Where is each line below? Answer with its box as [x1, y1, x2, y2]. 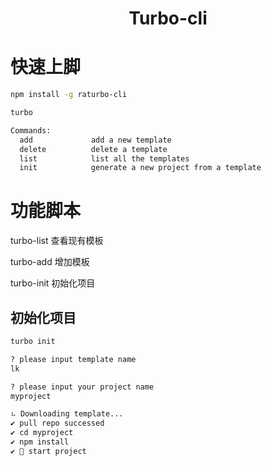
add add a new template [19, 135, 172, 145]
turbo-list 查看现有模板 [10, 235, 104, 247]
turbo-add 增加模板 [10, 256, 90, 268]
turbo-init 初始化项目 [10, 277, 96, 289]
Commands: [10, 125, 52, 136]
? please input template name [10, 354, 137, 364]
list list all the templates [19, 153, 190, 164]
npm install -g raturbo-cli [10, 90, 128, 100]
